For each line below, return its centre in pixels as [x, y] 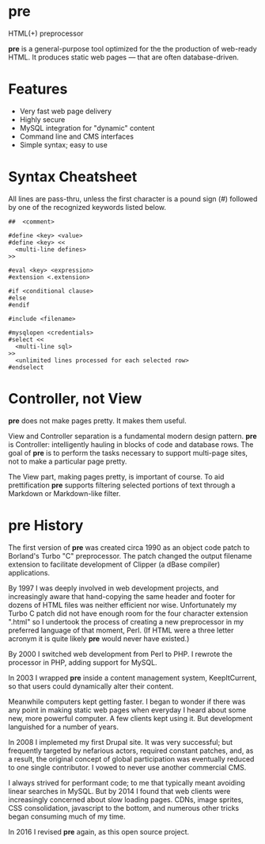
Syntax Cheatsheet [73, 177]
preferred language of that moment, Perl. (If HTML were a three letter [121, 630]
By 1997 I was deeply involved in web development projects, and [114, 588]
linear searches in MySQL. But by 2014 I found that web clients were [119, 791]
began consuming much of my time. [67, 816]
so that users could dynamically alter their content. [91, 686]
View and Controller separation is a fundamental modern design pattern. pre [132, 436]
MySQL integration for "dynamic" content [87, 128]
